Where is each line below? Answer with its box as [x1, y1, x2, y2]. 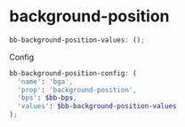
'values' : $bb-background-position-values [17, 102, 177, 111]
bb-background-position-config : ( [9, 68, 138, 77]
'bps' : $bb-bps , [17, 93, 77, 103]
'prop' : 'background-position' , [17, 85, 138, 94]
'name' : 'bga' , [17, 77, 74, 86]
